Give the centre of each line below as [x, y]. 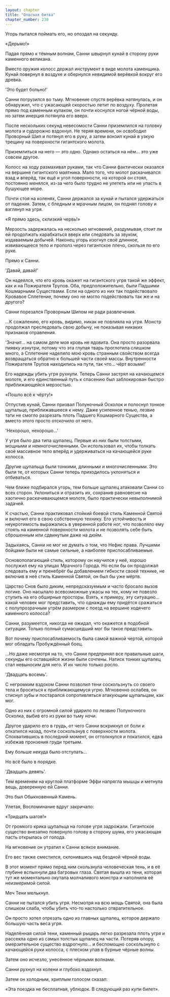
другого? [15, 302]
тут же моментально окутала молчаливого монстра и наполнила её [79, 878]
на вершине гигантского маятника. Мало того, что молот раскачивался [83, 172]
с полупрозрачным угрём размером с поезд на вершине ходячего [78, 608]
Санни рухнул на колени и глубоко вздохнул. [54, 969]
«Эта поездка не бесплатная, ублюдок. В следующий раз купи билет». [82, 989]
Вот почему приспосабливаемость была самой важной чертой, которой [84, 639]
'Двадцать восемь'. [26, 675]
